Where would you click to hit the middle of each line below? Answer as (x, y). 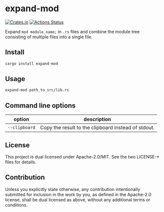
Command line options (41, 105)
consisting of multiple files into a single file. (49, 37)
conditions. (16, 205)
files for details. (21, 162)
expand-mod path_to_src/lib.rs (37, 90)
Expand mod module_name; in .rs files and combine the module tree (72, 31)
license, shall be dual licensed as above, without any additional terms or (78, 200)
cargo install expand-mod (31, 64)
